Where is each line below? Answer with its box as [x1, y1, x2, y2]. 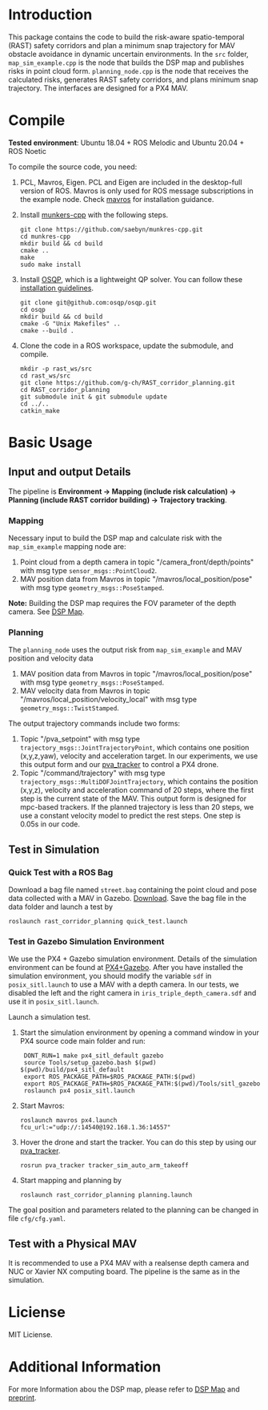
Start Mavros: [19, 1101, 66, 1111]
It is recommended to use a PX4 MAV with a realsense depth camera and [8, 1258, 250, 1268]
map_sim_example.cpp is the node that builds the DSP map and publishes [8, 58, 245, 67]
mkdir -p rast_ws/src [19, 365, 92, 373]
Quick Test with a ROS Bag [8, 867, 114, 878]
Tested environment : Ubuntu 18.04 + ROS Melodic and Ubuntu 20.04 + [8, 138, 245, 147]
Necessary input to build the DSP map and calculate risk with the [8, 533, 222, 543]
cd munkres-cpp [19, 232, 71, 240]
